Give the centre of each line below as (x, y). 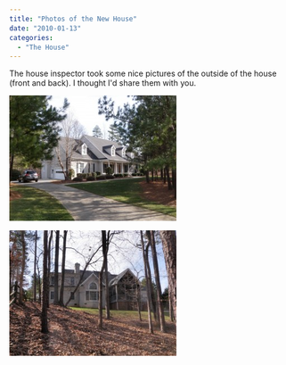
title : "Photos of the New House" (74, 19)
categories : (31, 37)
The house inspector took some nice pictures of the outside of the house (143, 74)
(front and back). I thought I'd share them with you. (103, 83)
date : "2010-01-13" (45, 28)
